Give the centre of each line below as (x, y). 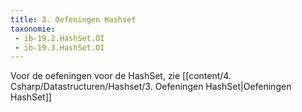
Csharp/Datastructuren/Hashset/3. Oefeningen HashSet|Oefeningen (151, 87)
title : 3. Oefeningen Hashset (73, 19)
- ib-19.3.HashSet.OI (59, 47)
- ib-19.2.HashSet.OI (59, 38)
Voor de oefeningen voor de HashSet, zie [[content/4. (121, 76)
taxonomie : (33, 29)
